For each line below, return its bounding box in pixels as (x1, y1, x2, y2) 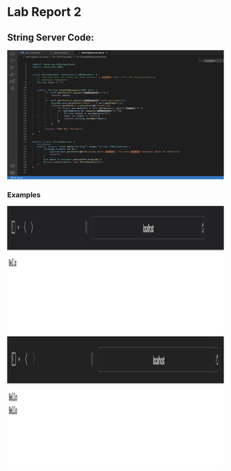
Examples (7, 190, 41, 200)
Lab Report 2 (7, 4, 82, 20)
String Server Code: (7, 32, 94, 43)
